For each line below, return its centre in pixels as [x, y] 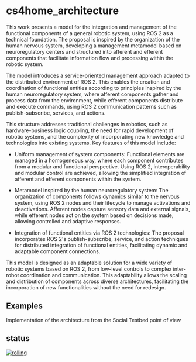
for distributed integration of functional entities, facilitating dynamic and [101, 245]
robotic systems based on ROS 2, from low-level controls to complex [89, 269]
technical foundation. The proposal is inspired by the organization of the [93, 39]
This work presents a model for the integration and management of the [91, 27]
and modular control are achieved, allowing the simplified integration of [100, 173]
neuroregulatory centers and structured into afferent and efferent [85, 51]
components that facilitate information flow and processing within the [90, 58]
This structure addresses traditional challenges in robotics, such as [87, 124]
